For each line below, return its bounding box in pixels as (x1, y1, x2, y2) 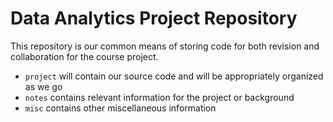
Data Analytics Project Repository (10, 7, 298, 30)
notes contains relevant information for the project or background (24, 91, 295, 103)
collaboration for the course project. (10, 50, 159, 62)
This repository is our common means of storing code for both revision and (10, 40, 320, 52)
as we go (24, 80, 63, 92)
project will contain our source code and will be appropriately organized (24, 70, 324, 82)
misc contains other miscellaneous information (24, 102, 217, 114)
